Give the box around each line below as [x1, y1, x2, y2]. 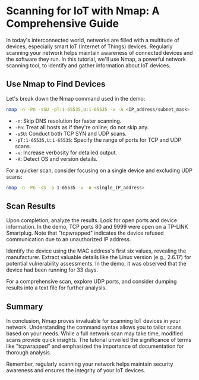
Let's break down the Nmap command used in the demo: [6, 95, 146, 102]
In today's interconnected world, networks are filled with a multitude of [6, 36, 179, 43]
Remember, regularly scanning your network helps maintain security [6, 360, 173, 367]
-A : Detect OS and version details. [14, 155, 98, 162]
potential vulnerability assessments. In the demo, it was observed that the [6, 260, 187, 267]
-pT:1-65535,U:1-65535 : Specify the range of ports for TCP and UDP [14, 136, 182, 144]
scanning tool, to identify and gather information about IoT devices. [6, 61, 171, 69]
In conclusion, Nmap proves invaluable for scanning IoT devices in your [6, 317, 181, 325]
